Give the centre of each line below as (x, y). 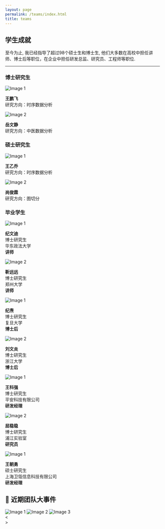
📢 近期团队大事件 (31, 500)
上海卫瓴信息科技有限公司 (31, 477)
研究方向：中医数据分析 (29, 131)
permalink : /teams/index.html (36, 14)
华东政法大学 (18, 246)
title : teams (18, 19)
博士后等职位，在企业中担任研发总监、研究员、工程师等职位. (75, 59)
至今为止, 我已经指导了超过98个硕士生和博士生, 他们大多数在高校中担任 (77, 53)
